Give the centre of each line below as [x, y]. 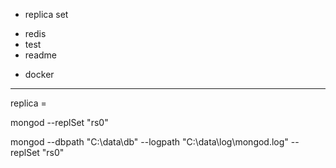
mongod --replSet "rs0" [59, 122]
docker [39, 74]
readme [40, 55]
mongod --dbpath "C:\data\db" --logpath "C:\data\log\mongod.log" [149, 142]
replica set [46, 14]
